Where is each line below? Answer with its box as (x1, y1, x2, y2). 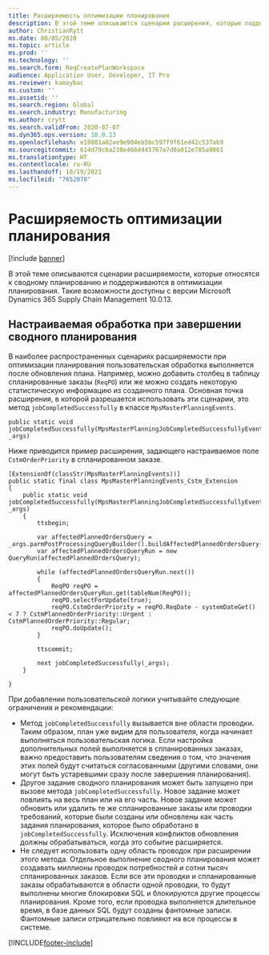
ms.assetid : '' (8, 94, 59, 102)
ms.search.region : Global (8, 101, 94, 109)
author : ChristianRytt (8, 26, 84, 34)
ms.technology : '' (8, 57, 70, 65)
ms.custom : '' (8, 86, 56, 94)
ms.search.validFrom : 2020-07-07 (8, 123, 120, 131)
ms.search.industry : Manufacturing (8, 109, 127, 117)
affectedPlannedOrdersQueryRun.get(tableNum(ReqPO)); (8, 589, 192, 597)
